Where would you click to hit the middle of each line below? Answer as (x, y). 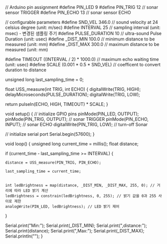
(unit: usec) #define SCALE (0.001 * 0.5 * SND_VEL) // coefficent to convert (83, 65)
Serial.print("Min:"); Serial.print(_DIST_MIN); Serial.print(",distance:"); (76, 226)
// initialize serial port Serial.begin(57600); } (50, 134)
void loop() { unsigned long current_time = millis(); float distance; (72, 144)
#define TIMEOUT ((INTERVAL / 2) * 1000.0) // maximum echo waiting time (82, 59)
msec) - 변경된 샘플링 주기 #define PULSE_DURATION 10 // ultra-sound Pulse (83, 33)
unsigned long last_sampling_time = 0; (44, 80)
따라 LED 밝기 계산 (31, 191)
